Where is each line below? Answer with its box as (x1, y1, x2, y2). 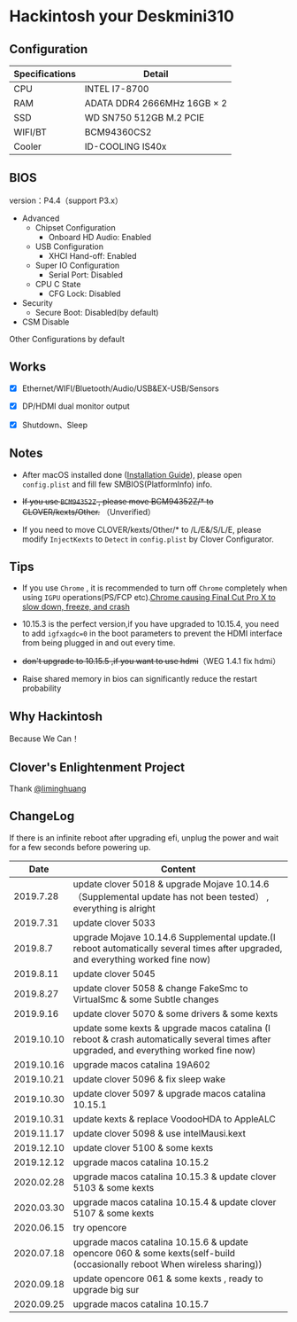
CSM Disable (21, 317, 70, 327)
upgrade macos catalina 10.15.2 (72, 1155, 209, 1168)
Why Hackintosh (9, 708, 103, 724)
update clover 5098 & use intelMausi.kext (72, 1127, 246, 1139)
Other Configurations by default (9, 333, 126, 344)
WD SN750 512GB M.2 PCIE (84, 112, 205, 123)
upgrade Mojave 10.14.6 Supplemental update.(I (72, 931, 276, 943)
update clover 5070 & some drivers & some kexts (72, 1007, 278, 1020)
